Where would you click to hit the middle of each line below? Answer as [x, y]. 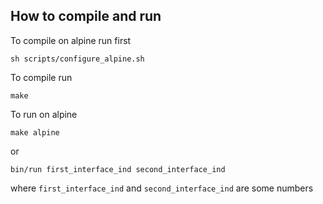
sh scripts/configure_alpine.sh [77, 59]
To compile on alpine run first [71, 40]
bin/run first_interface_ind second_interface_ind [118, 169]
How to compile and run [86, 16]
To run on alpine [44, 114]
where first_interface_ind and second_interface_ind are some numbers [162, 188]
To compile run [41, 77]
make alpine [35, 132]
